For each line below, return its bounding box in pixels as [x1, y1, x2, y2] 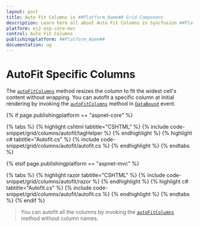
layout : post [6, 8, 39, 15]
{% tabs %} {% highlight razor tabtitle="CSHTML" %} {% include [6, 171, 165, 179]
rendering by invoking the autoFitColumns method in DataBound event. [6, 99, 176, 107]
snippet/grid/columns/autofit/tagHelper [6, 129, 103, 136]
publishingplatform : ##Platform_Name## [6, 36, 105, 42]
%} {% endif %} [6, 197, 46, 204]
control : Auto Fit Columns [6, 31, 73, 37]
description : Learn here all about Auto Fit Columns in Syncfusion [6, 20, 177, 26]
